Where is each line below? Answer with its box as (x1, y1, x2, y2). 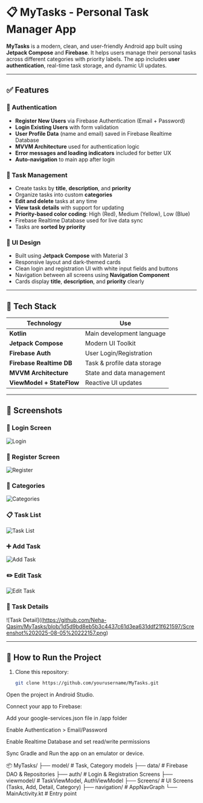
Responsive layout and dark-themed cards (14, 259, 121, 266)
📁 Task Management (6, 171, 68, 179)
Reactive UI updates (85, 379, 143, 387)
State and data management (85, 368, 166, 377)
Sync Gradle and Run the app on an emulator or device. (6, 750, 144, 757)
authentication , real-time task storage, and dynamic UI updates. (6, 62, 167, 69)
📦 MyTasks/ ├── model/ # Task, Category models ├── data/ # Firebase (6, 762, 188, 769)
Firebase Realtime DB (9, 359, 72, 367)
